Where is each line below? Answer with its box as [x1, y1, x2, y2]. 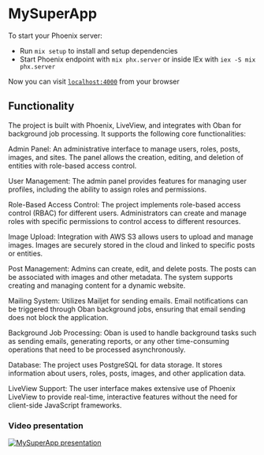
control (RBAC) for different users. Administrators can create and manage [8, 208, 247, 218]
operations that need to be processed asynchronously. [8, 345, 186, 354]
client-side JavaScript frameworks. [8, 400, 122, 410]
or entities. [8, 248, 43, 258]
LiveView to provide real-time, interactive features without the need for [8, 392, 238, 401]
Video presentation [8, 420, 84, 431]
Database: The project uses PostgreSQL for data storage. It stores [8, 360, 223, 369]
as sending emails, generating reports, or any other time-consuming [8, 336, 230, 345]
